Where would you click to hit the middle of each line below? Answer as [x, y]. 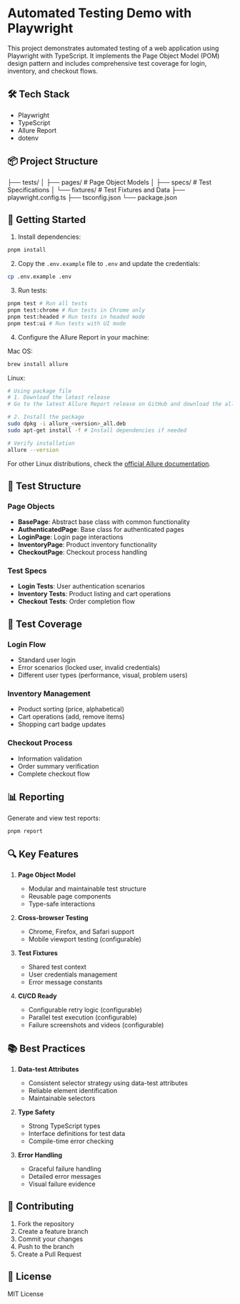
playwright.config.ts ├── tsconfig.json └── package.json [92, 197]
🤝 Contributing [41, 1206]
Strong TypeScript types [64, 1126]
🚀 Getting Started [47, 219]
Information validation [50, 759]
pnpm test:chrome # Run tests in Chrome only [76, 310]
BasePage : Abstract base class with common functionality [104, 522]
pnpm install [27, 250]
